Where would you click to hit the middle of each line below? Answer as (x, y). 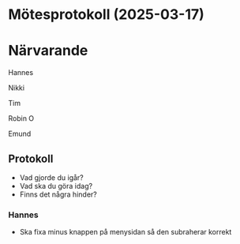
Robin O (21, 118)
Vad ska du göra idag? (56, 186)
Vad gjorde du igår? (52, 177)
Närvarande (48, 51)
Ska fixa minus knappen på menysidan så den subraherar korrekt (126, 232)
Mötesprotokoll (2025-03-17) (107, 15)
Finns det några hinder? (58, 194)
